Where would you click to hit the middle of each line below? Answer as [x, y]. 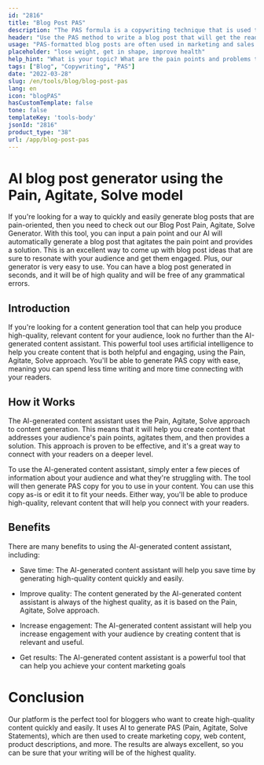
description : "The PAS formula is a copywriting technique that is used [130, 30]
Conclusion [46, 698]
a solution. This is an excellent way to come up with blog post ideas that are [131, 250]
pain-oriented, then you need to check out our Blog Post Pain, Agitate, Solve [132, 225]
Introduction [39, 308]
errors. [19, 284]
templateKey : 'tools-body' [52, 118]
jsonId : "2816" [33, 125]
